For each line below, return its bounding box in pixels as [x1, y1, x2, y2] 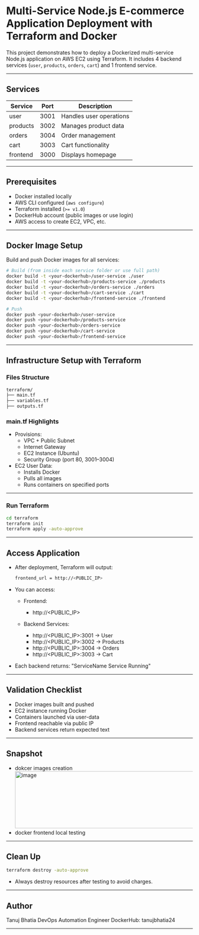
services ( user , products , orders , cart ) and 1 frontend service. [6, 61, 157, 69]
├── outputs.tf [6, 403, 44, 410]
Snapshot [6, 749, 43, 759]
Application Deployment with [6, 17, 153, 30]
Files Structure [6, 374, 50, 382]
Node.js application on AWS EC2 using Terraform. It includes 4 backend [6, 55, 182, 62]
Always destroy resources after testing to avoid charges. [14, 878, 153, 885]
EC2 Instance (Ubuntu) [23, 449, 80, 457]
